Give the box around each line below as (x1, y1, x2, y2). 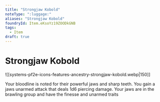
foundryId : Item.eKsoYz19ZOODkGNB (5, 20, 76, 26)
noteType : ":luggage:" (5, 12, 52, 17)
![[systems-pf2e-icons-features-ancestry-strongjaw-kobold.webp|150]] (5, 71, 151, 77)
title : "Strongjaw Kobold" (5, 7, 60, 12)
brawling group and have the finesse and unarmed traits (5, 91, 119, 97)
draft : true (5, 35, 29, 40)
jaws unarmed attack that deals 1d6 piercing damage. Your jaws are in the (5, 86, 155, 92)
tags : (5, 25, 16, 30)
